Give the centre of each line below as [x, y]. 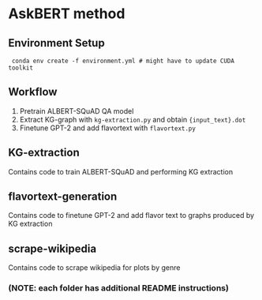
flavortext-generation [63, 197]
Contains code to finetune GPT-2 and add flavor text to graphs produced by [131, 216]
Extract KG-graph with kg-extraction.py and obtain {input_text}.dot [133, 119]
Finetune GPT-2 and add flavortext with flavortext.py [107, 128]
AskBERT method [67, 14]
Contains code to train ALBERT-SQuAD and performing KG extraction [121, 171]
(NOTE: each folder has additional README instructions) [118, 288]
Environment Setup [56, 43]
